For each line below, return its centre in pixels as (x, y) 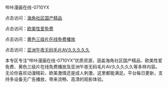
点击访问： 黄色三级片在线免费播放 (40, 39)
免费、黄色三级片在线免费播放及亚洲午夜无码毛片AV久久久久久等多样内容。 (82, 67)
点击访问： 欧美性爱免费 (29, 28)
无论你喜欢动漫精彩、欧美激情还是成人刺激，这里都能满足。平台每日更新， (82, 73)
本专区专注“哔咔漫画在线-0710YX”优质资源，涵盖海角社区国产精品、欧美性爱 (84, 60)
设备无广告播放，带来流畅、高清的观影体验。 (60, 79)
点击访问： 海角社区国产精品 (34, 18)
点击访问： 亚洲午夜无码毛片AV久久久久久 (47, 50)
